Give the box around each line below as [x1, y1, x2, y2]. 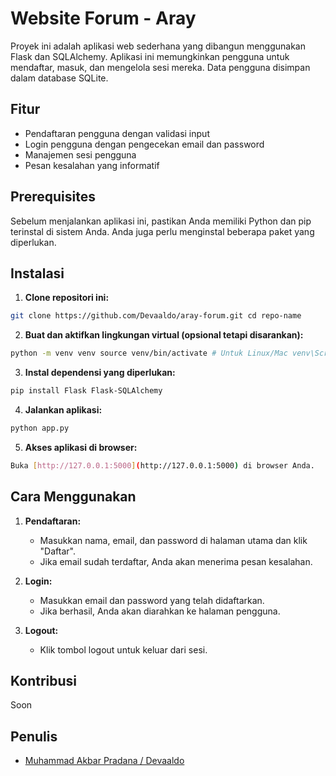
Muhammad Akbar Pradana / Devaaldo [24, 755, 185, 767]
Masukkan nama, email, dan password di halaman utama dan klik [39, 534, 308, 546]
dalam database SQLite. [10, 72, 109, 84]
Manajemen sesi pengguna [24, 148, 137, 161]
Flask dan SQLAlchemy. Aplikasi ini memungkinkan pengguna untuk [10, 50, 290, 62]
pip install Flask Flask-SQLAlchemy [10, 386, 163, 396]
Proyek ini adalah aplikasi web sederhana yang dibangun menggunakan [10, 40, 307, 52]
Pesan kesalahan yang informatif [24, 159, 160, 171]
